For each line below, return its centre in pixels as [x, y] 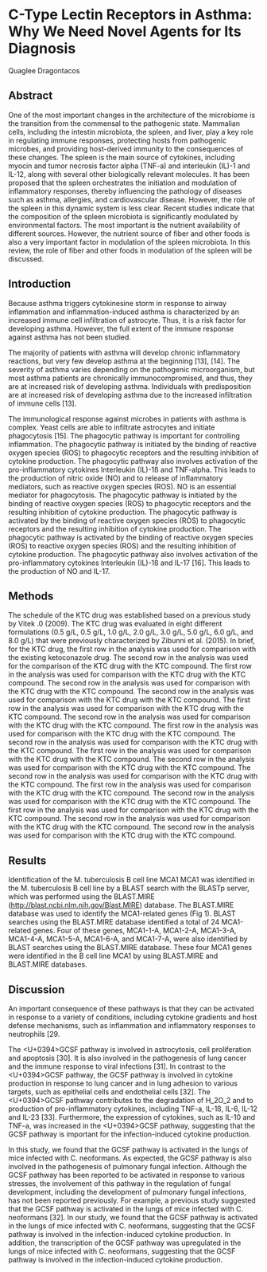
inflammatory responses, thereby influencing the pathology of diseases [125, 191]
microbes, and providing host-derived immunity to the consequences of [126, 148]
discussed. [26, 259]
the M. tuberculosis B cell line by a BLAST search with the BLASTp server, [129, 888]
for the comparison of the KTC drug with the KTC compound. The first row [130, 666]
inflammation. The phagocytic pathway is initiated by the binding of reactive [132, 444]
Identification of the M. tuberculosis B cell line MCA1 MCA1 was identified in [132, 880]
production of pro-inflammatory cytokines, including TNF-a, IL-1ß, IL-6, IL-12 [133, 1109]
